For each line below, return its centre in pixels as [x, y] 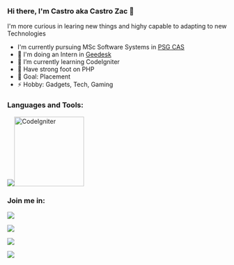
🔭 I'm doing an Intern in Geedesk [64, 54]
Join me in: [26, 200]
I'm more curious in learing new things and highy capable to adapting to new [117, 26]
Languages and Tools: [45, 105]
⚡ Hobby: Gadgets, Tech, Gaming [65, 85]
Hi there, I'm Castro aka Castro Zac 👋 [71, 11]
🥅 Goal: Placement [44, 77]
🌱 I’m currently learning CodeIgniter [69, 62]
